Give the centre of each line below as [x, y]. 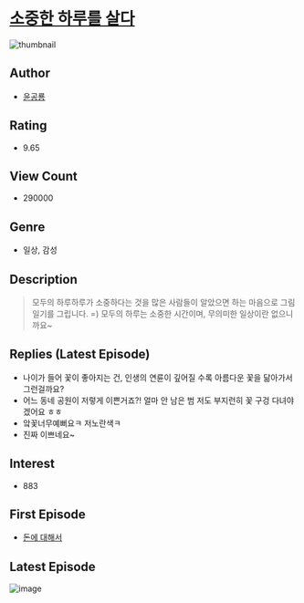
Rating [28, 125]
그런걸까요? [43, 389]
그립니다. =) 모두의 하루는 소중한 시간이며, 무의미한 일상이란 [162, 314]
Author [30, 73]
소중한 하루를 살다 [72, 19]
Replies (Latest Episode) [80, 354]
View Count [43, 176]
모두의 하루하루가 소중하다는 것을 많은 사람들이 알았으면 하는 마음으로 [155, 302]
